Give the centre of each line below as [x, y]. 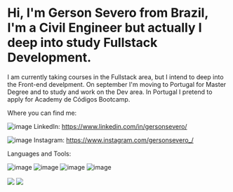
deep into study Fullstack [82, 43]
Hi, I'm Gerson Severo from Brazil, [108, 13]
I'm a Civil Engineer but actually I [105, 28]
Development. [49, 58]
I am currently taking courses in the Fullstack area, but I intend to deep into [115, 77]
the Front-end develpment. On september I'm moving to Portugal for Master [117, 84]
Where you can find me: [42, 113]
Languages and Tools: [39, 153]
